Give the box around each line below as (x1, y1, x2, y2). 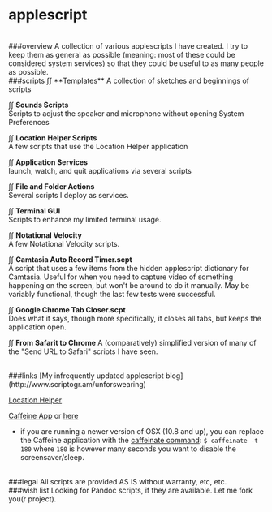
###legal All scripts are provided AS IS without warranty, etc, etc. (8, 476, 227, 486)
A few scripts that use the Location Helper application (8, 141, 188, 151)
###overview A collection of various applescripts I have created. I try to (8, 41, 248, 50)
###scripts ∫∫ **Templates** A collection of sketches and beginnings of (8, 75, 250, 85)
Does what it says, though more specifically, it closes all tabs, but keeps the (8, 313, 262, 323)
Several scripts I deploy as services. (8, 190, 130, 200)
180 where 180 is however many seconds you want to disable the (19, 444, 237, 454)
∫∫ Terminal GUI (8, 205, 61, 216)
